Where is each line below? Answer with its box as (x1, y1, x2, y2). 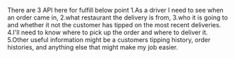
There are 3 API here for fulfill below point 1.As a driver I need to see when (7, 6, 224, 14)
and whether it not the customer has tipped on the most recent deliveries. (7, 21, 222, 29)
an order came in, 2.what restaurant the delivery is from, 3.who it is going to (7, 13, 228, 22)
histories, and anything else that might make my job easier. (7, 43, 179, 51)
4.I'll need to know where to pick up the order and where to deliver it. (7, 28, 208, 36)
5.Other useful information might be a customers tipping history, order (7, 36, 211, 44)
